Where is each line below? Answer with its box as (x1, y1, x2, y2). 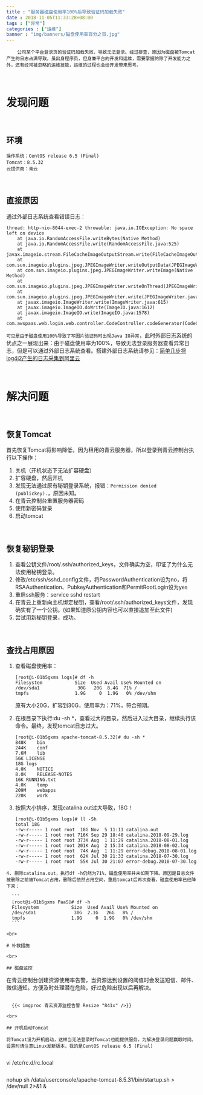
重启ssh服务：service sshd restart (14, 591, 100, 598)
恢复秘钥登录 (6, 543, 54, 554)
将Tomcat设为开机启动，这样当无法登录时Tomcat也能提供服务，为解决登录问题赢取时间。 (6, 1037, 196, 1043)
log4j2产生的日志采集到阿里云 (6, 354, 80, 361)
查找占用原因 (6, 645, 54, 655)
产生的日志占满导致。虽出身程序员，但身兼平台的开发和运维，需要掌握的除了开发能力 (6, 56, 186, 62)
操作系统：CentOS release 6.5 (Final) (6, 153, 100, 159)
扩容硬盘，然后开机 (14, 474, 63, 482)
